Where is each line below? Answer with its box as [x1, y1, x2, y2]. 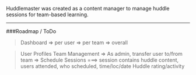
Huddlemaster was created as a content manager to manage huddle [6, 5, 170, 12]
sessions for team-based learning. [6, 11, 89, 18]
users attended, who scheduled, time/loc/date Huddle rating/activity [20, 63, 185, 69]
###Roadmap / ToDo [6, 28, 57, 34]
